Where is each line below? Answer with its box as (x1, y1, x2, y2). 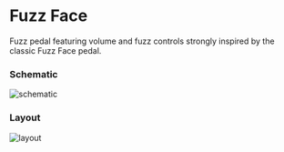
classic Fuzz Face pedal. (9, 45, 102, 56)
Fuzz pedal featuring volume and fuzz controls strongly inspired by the (9, 35, 275, 46)
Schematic (9, 67, 58, 80)
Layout (9, 111, 41, 124)
